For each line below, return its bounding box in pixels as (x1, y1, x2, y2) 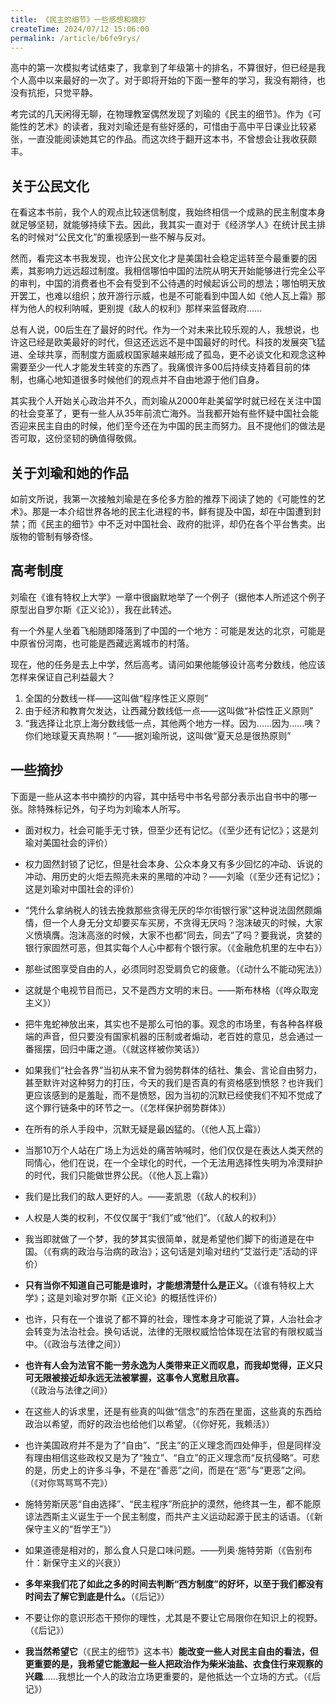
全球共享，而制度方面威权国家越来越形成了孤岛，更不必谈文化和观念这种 (27, 349, 326, 361)
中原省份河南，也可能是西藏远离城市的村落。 (10, 637, 195, 649)
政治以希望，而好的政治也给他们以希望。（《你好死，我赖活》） (24, 1417, 275, 1430)
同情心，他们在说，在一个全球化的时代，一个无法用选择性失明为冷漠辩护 (24, 1156, 323, 1168)
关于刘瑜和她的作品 (10, 464, 129, 481)
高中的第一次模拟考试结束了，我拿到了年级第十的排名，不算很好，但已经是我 (10, 62, 326, 74)
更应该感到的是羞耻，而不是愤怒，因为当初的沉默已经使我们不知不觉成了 (24, 1089, 323, 1101)
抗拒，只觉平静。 (27, 87, 98, 99)
